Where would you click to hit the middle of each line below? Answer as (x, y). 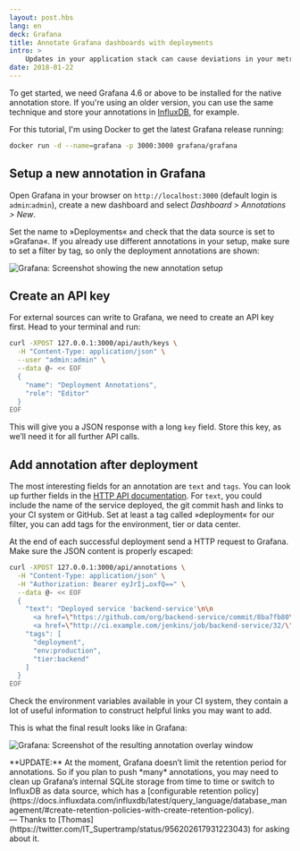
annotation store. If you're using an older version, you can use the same (142, 102)
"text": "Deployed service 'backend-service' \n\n (120, 609)
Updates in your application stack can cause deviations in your (150, 59)
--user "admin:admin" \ (61, 360)
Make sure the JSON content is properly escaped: (101, 551)
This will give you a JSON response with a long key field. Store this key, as (146, 427)
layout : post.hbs (42, 17)
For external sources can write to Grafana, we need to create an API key (142, 318)
